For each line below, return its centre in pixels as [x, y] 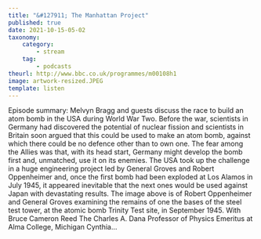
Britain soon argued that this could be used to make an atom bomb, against [129, 136]
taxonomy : [24, 37]
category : [38, 45]
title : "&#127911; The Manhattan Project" [78, 15]
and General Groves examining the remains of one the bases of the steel [125, 202]
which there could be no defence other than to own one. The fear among [126, 144]
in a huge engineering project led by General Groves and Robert [111, 168]
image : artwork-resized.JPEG [56, 81]
